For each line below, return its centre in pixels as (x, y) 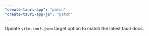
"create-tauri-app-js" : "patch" (39, 14)
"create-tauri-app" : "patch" (35, 10)
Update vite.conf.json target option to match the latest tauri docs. (74, 28)
